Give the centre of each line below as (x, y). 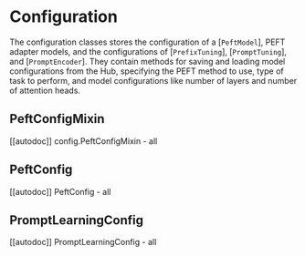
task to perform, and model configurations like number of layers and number (153, 80)
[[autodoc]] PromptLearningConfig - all (83, 242)
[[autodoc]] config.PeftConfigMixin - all (84, 141)
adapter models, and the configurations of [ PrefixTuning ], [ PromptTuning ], (148, 51)
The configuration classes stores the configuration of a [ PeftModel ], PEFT (147, 42)
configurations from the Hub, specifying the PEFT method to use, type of (147, 71)
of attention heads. (45, 90)
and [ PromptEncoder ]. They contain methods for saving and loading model (147, 61)
